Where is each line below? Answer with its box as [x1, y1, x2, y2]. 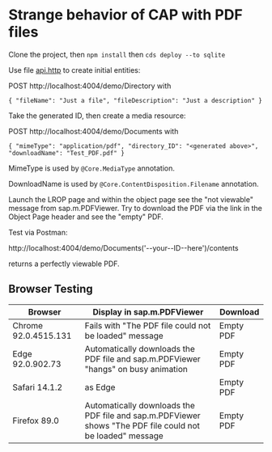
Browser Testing [8, 282, 93, 296]
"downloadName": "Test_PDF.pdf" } [8, 149, 125, 157]
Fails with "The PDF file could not [84, 319, 211, 331]
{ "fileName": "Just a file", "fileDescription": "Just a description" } [8, 96, 263, 104]
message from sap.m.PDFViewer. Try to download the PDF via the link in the [8, 203, 263, 213]
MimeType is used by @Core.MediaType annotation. [8, 163, 176, 173]
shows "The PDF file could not [84, 420, 201, 431]
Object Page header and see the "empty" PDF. [8, 212, 164, 222]
